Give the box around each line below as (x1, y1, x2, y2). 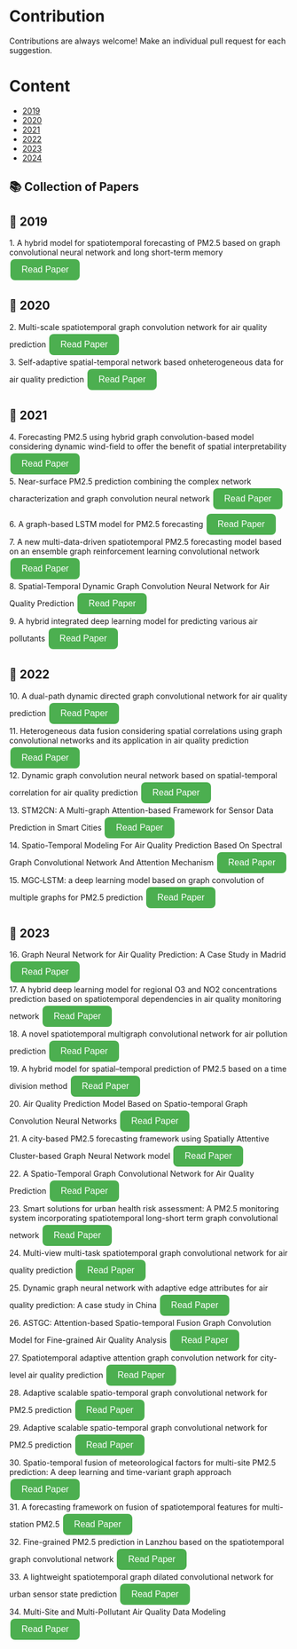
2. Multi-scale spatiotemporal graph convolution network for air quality (9, 321, 268, 332)
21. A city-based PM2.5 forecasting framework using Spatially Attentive (9, 1133, 270, 1144)
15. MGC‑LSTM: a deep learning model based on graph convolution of (9, 874, 264, 885)
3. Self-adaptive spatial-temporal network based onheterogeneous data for (9, 357, 284, 367)
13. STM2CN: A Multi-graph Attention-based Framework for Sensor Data (9, 805, 274, 816)
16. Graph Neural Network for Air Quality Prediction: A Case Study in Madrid (9, 950, 286, 960)
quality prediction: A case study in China (9, 1300, 157, 1311)
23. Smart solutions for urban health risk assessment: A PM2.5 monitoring (9, 1203, 279, 1214)
